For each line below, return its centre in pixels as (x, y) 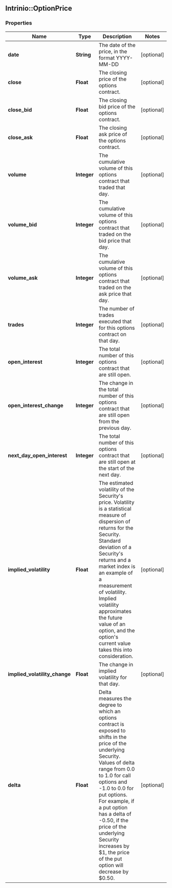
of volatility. (113, 592)
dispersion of (114, 521)
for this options (117, 328)
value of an (112, 624)
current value (115, 643)
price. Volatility (116, 502)
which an (110, 711)
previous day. (115, 428)
